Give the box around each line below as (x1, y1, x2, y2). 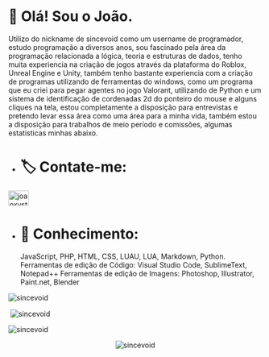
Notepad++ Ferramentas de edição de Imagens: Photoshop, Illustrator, (19, 268, 255, 278)
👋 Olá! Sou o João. (8, 7, 133, 26)
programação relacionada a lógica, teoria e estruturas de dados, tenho (8, 51, 243, 60)
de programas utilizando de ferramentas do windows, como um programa (8, 77, 254, 86)
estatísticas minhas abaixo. (8, 128, 98, 138)
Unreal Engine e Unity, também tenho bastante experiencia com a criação (8, 68, 254, 77)
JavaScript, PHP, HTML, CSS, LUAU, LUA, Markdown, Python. (19, 251, 226, 261)
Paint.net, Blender (19, 277, 80, 287)
